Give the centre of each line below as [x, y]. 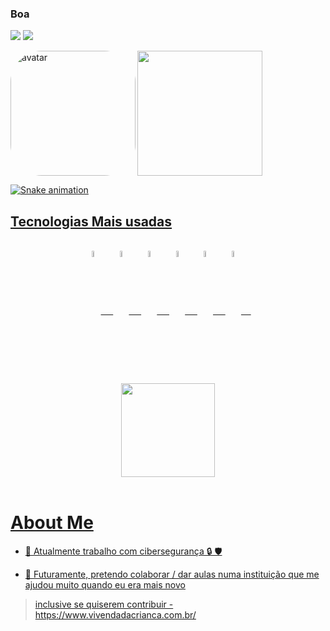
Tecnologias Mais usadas [91, 221]
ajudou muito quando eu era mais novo [105, 585]
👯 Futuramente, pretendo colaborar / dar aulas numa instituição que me [172, 574]
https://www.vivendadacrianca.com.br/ [115, 615]
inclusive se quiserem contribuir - [104, 604]
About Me [52, 523]
